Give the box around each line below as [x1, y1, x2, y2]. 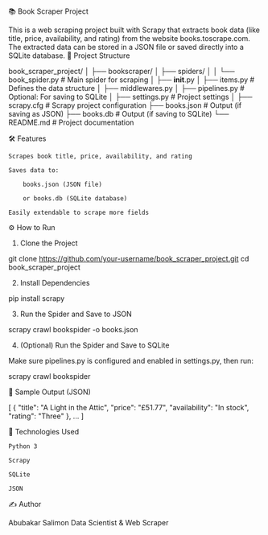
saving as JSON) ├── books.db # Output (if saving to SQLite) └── [8, 109, 229, 118]
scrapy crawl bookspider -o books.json [8, 325, 138, 334]
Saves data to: [8, 167, 60, 175]
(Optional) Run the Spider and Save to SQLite [19, 340, 170, 350]
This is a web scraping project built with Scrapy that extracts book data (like [8, 25, 260, 35]
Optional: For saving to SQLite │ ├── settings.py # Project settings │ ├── [8, 92, 253, 101]
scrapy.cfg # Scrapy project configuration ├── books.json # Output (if [8, 101, 242, 110]
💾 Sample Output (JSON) [8, 387, 91, 397]
